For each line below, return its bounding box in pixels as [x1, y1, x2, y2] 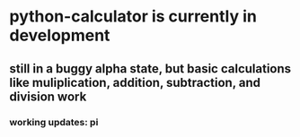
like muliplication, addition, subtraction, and [9, 74, 261, 90]
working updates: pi [9, 116, 99, 128]
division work [9, 89, 87, 104]
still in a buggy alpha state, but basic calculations [9, 61, 292, 76]
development [9, 25, 110, 46]
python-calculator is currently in [9, 6, 258, 27]
